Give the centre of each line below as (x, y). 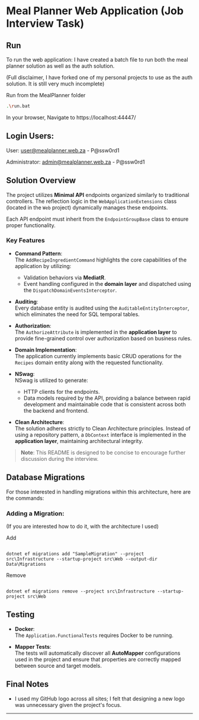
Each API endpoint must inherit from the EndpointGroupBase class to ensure (97, 219)
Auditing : (26, 301)
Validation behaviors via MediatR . (65, 278)
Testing (20, 615)
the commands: (25, 498)
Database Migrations (46, 478)
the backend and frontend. (56, 410)
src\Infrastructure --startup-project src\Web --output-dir (82, 559)
